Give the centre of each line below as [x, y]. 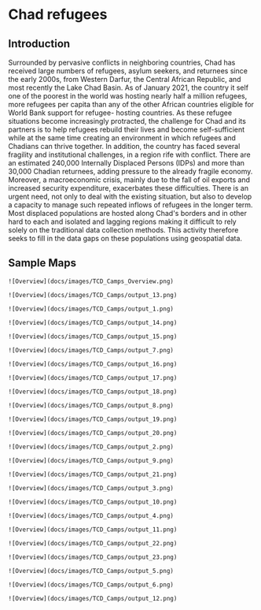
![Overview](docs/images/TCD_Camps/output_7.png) [91, 350]
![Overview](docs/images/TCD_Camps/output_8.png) [91, 405]
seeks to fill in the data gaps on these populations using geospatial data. [125, 238]
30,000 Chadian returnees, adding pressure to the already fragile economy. [130, 171]
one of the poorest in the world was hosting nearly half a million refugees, [128, 96]
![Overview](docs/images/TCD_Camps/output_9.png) [91, 460]
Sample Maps [42, 263]
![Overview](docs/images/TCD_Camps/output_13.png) [93, 295]
